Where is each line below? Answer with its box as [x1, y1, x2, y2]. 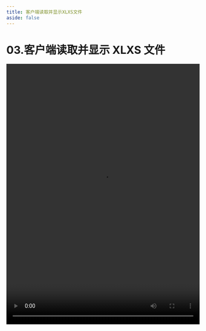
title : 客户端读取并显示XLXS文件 [6, 9, 83, 15]
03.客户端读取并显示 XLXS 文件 [6, 43, 166, 57]
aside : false [6, 15, 40, 21]
